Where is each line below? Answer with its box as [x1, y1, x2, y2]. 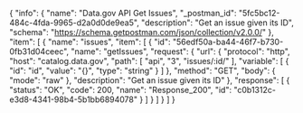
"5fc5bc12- [238, 8, 280, 18]
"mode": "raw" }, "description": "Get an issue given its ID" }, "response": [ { [9, 75, 290, 85]
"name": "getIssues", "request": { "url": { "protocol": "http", [71, 46, 291, 57]
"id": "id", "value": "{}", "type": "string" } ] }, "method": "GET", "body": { [9, 65, 276, 76]
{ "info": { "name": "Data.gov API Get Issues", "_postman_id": [9, 8, 237, 18]
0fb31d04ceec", [9, 46, 70, 57]
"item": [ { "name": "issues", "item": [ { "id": [9, 36, 171, 47]
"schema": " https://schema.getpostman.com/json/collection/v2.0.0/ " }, [9, 27, 274, 37]
